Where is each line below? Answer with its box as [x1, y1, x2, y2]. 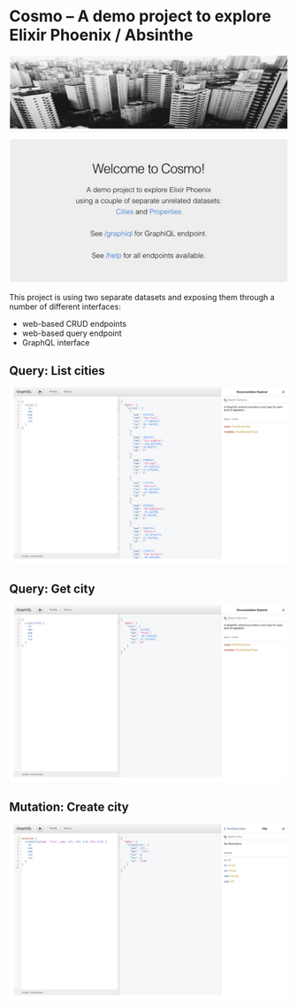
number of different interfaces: [9, 301, 121, 312]
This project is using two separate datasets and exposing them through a [9, 292, 276, 303]
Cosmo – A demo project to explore [9, 6, 271, 27]
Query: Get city [9, 582, 95, 597]
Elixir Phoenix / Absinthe [9, 25, 194, 45]
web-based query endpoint [21, 328, 122, 338]
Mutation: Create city [9, 800, 130, 815]
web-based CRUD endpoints [21, 319, 126, 330]
